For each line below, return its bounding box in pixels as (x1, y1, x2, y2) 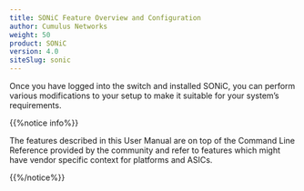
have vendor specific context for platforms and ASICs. (9, 155, 213, 165)
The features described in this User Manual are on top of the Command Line (9, 136, 296, 146)
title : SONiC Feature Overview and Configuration (9, 13, 202, 23)
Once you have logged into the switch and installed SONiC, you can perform (9, 81, 296, 91)
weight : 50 (9, 30, 51, 39)
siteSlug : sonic (9, 55, 71, 65)
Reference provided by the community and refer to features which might (9, 145, 280, 156)
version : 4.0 (9, 47, 59, 56)
